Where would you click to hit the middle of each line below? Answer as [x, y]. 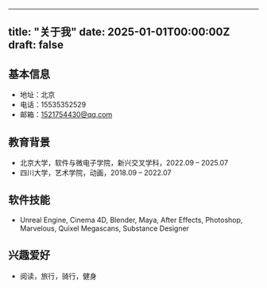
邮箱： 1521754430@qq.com [66, 115]
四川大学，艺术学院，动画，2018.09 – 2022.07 [95, 173]
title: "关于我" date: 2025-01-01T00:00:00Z [119, 32]
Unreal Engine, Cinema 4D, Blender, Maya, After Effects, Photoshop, [131, 220]
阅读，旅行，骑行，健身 [58, 276]
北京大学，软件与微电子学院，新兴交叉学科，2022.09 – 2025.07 [124, 163]
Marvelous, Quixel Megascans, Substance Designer [104, 228]
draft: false [36, 45]
